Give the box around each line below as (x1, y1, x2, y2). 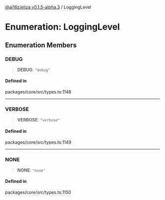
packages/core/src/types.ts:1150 (5, 189, 71, 196)
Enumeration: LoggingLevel (5, 22, 120, 32)
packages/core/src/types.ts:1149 (5, 139, 72, 145)
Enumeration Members (5, 41, 77, 49)
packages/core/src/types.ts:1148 (5, 89, 72, 95)
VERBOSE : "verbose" (17, 117, 60, 123)
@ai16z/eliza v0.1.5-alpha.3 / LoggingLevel (5, 4, 91, 10)
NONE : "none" (17, 167, 46, 173)
